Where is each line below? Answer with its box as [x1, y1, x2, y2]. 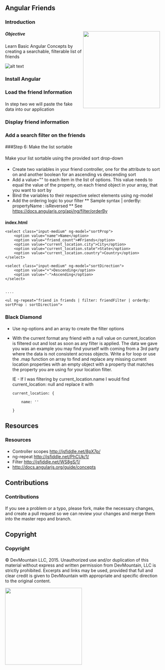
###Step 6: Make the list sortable [5, 144, 73, 150]
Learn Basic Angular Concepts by [5, 43, 73, 49]
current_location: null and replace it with [12, 382, 94, 387]
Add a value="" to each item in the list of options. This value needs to [12, 177, 153, 183]
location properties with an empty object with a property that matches [12, 361, 154, 367]
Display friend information [5, 118, 69, 125]
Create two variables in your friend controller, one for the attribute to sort [12, 166, 160, 172]
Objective [5, 31, 26, 36]
